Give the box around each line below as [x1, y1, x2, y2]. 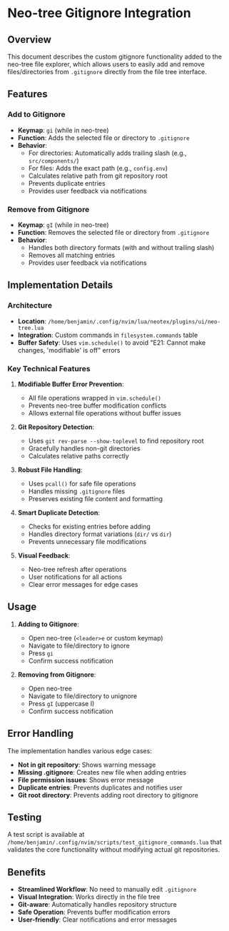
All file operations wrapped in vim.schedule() [28, 393, 162, 402]
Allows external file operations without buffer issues [28, 408, 182, 417]
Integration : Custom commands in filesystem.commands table [17, 331, 198, 339]
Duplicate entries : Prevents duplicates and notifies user [17, 783, 183, 792]
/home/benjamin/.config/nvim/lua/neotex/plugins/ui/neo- [48, 318, 221, 326]
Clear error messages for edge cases [28, 580, 138, 588]
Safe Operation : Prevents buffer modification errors [17, 908, 171, 917]
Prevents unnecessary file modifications [28, 537, 147, 545]
